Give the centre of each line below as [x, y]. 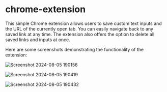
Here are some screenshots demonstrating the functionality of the [75, 49]
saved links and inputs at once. [38, 40]
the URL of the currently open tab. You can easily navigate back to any [79, 28]
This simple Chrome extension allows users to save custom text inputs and [83, 23]
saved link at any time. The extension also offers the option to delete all [80, 34]
